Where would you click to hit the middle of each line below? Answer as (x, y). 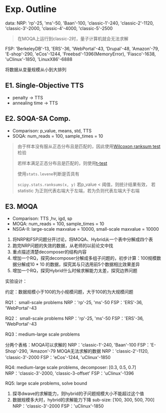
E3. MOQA (22, 206)
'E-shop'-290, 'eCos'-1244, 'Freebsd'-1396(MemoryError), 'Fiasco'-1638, (81, 54)
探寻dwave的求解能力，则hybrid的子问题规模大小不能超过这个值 (78, 394)
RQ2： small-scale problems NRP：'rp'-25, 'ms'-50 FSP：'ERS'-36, (75, 319)
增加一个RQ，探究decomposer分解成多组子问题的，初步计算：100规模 (84, 258)
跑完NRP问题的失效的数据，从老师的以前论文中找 (63, 246)
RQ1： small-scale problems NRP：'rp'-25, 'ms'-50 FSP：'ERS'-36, (74, 303)
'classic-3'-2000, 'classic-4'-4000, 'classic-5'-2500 (59, 28)
